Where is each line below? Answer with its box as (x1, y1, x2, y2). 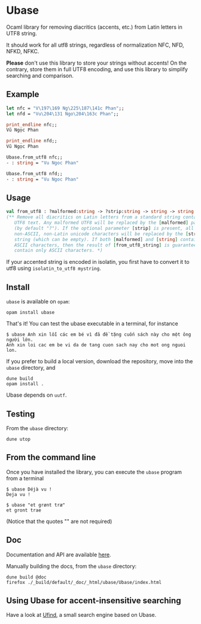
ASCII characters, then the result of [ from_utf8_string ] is (14, 242, 170, 248)
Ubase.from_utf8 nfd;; (6, 171, 63, 176)
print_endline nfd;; (6, 138, 58, 144)
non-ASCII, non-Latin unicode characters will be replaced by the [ (14, 231, 188, 237)
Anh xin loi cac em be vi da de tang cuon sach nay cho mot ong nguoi (6, 342, 186, 348)
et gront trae (6, 507, 42, 513)
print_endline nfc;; (6, 121, 58, 127)
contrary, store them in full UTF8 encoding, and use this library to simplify (6, 65, 188, 72)
